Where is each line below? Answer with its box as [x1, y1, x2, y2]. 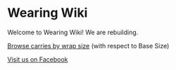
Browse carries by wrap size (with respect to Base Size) [7, 41, 170, 50]
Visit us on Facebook [7, 55, 68, 64]
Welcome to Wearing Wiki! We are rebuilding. [7, 28, 139, 36]
